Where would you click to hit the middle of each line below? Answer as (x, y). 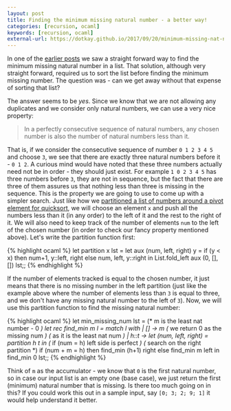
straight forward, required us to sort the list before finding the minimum (108, 74)
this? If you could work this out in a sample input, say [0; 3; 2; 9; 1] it (109, 393)
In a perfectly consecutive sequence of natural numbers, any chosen (122, 129)
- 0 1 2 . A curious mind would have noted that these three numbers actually (114, 164)
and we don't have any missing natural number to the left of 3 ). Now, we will (114, 300)
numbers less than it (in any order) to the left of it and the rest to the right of (114, 215)
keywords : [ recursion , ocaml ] (51, 33)
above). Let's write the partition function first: (71, 237)
